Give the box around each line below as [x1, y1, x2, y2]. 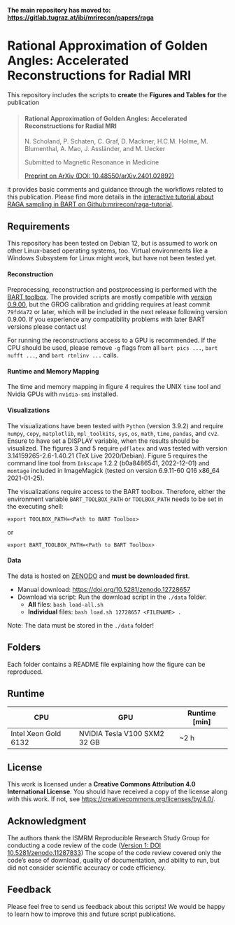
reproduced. [7, 668, 43, 676]
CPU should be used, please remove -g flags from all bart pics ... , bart [7, 344, 218, 352]
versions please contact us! [7, 323, 87, 331]
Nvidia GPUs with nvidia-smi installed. [7, 390, 119, 398]
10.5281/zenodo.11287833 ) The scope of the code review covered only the [7, 849, 222, 857]
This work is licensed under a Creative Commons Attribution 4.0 [7, 780, 196, 789]
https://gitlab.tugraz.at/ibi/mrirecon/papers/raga [7, 13, 154, 22]
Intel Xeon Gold [10, 729, 62, 739]
